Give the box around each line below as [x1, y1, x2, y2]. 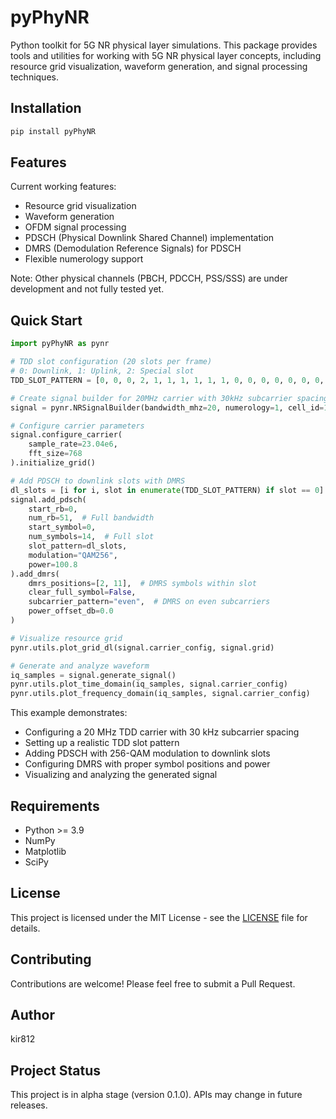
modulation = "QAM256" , [28, 550, 118, 560]
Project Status [10, 1062, 102, 1079]
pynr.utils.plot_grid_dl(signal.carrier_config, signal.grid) [10, 642, 275, 653]
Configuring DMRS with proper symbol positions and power [24, 758, 271, 770]
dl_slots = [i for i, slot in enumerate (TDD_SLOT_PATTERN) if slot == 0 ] [10, 485, 325, 495]
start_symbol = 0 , [28, 522, 97, 533]
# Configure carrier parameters [10, 421, 145, 431]
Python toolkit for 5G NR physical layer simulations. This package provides [10, 39, 318, 51]
